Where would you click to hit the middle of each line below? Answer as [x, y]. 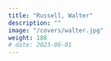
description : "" [35, 23]
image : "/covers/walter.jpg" [56, 30]
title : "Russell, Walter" [50, 15]
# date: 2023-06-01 [40, 45]
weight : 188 [28, 38]
